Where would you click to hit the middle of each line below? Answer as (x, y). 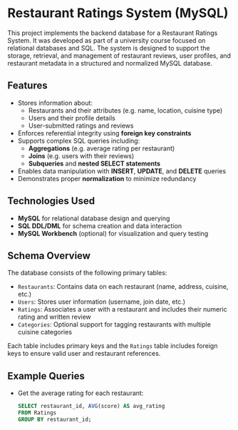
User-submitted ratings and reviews (81, 126)
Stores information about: (55, 103)
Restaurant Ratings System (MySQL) (118, 13)
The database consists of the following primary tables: (87, 273)
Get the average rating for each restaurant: (81, 393)
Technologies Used (51, 201)
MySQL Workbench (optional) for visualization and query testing (113, 233)
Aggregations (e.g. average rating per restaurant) (102, 148)
